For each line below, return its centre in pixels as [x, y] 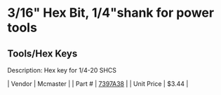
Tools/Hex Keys [42, 53]
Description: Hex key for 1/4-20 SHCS [62, 70]
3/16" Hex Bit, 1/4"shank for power [111, 13]
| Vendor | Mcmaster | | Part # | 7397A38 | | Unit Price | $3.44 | [98, 84]
